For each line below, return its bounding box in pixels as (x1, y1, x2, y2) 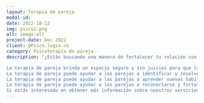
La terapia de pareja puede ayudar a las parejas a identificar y (6, 70, 178, 76)
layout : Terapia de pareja (6, 8, 75, 15)
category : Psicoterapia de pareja (6, 48, 94, 55)
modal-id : (6, 15, 32, 21)
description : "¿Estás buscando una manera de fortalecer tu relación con (6, 54, 197, 60)
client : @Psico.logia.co (6, 43, 69, 49)
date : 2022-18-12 (6, 20, 50, 26)
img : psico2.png (6, 25, 47, 32)
